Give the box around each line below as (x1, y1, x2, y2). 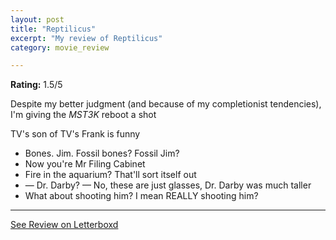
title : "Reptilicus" (10, 24, 97, 34)
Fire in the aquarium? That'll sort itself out (24, 169, 197, 181)
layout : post (10, 14, 65, 25)
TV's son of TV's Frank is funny (10, 128, 141, 140)
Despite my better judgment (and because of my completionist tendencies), (10, 98, 322, 110)
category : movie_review (10, 42, 110, 53)
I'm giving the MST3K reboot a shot (10, 109, 157, 121)
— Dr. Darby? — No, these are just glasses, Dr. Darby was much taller (24, 179, 312, 191)
